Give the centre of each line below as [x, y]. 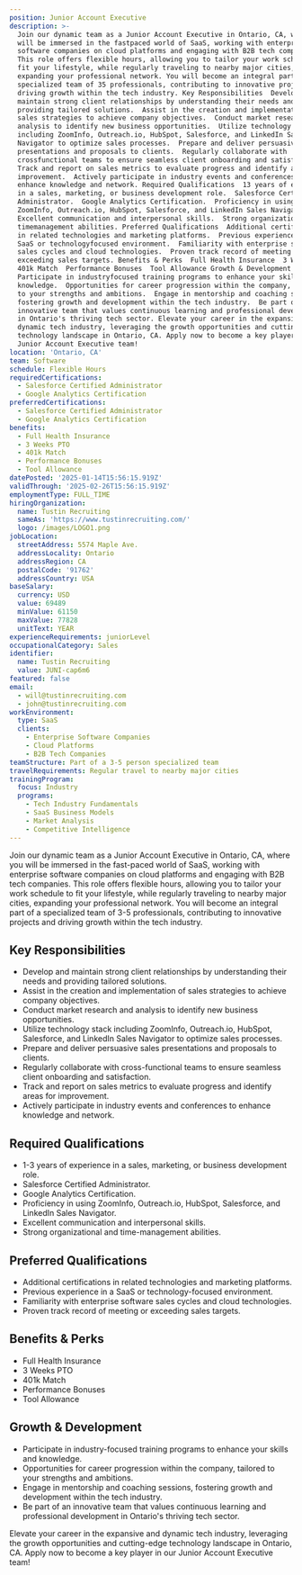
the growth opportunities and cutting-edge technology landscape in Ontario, [151, 1543]
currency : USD [44, 595]
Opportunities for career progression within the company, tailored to [149, 1468]
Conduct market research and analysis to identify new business [140, 1010]
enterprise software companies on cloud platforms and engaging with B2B [147, 874]
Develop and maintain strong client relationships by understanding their [155, 972]
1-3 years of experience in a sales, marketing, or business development [155, 1165]
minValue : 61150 [48, 612]
